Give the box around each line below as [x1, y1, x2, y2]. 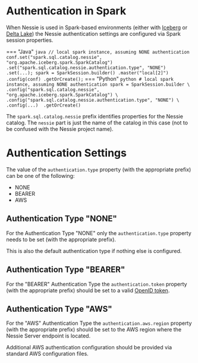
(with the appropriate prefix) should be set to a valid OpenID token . [6, 287, 170, 294]
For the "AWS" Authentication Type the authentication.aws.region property [6, 320, 192, 327]
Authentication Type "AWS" [6, 303, 112, 314]
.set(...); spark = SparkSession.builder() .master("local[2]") [6, 70, 169, 76]
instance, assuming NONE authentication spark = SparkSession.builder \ [6, 82, 190, 87]
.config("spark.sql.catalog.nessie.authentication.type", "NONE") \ [6, 97, 180, 103]
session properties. [6, 36, 54, 43]
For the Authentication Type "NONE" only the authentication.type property [6, 229, 191, 236]
